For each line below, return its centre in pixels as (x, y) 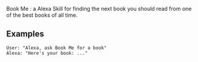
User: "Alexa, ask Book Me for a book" (57, 48)
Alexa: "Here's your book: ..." (47, 53)
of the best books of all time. (42, 15)
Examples (25, 34)
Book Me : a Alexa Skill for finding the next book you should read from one (99, 9)
